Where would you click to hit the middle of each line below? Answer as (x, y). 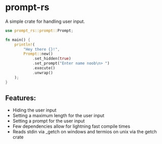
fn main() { (18, 40)
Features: (21, 98)
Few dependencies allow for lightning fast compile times (71, 126)
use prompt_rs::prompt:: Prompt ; (39, 30)
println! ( (25, 45)
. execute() (44, 68)
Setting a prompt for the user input (49, 121)
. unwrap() (43, 73)
